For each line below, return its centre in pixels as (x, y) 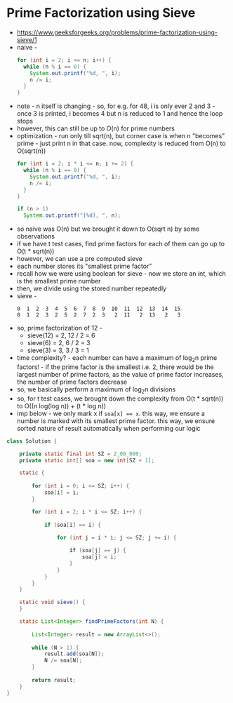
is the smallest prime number (59, 281)
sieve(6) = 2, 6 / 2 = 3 (59, 343)
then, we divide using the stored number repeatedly (92, 288)
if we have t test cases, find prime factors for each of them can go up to (121, 244)
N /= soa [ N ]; (63, 661)
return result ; (54, 680)
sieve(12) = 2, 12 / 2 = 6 (61, 335)
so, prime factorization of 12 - (60, 328)
